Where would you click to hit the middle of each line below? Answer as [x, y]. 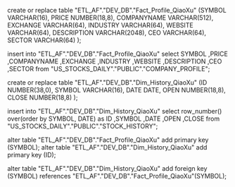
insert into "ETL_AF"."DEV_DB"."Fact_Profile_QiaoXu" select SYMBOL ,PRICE [118, 54]
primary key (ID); [32, 155]
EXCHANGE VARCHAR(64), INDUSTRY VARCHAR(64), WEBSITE [100, 25]
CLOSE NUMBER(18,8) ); [43, 97]
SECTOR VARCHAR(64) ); [44, 40]
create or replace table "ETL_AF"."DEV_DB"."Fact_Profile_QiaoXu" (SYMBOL [117, 10]
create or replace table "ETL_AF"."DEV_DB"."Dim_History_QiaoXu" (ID [107, 83]
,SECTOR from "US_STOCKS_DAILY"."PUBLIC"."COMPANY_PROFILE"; [109, 69]
